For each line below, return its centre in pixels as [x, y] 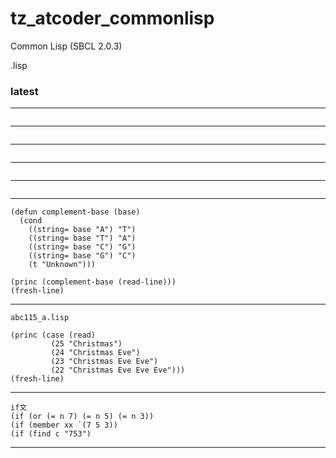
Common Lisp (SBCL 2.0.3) [66, 46]
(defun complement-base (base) [75, 212]
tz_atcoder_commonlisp [112, 18]
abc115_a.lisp [40, 318]
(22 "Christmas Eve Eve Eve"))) [118, 370]
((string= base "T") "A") [82, 238]
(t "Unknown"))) [62, 265]
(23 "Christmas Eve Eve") [104, 362]
